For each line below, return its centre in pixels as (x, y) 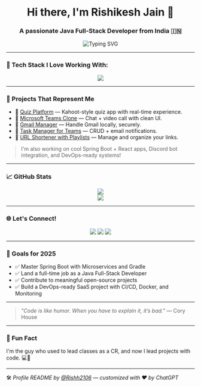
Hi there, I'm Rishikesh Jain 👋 (100, 12)
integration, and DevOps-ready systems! (71, 156)
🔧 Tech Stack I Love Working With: (57, 65)
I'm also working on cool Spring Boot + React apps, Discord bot (99, 149)
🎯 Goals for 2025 (31, 254)
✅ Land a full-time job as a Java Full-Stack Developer (81, 273)
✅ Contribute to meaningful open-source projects (76, 280)
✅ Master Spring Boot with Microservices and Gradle (80, 266)
